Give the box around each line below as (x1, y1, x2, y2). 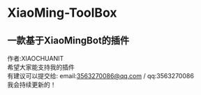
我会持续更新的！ (7, 80, 57, 89)
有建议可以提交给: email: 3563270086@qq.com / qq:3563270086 (7, 72, 194, 80)
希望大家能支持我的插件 (7, 63, 75, 71)
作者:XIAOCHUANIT (7, 54, 64, 62)
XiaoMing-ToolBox (7, 5, 117, 21)
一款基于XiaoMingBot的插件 (7, 34, 130, 46)
